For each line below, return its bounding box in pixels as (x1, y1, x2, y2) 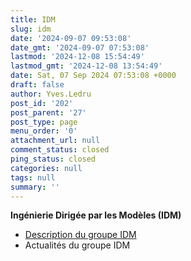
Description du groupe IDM (24, 229, 137, 241)
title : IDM (10, 14, 56, 25)
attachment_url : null (10, 136, 101, 146)
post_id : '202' (10, 98, 74, 108)
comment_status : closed (10, 145, 110, 155)
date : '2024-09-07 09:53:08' (10, 33, 132, 43)
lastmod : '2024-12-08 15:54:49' (10, 52, 145, 62)
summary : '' (10, 182, 60, 192)
